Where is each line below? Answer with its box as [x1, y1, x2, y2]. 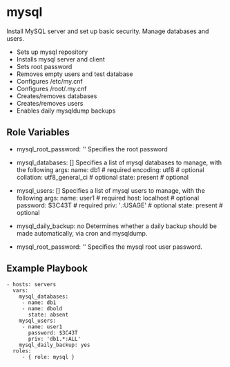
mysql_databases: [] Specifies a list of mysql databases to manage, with [16, 158, 222, 167]
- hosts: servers [6, 281, 57, 288]
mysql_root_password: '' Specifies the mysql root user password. [16, 243, 203, 251]
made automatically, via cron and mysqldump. [16, 229, 148, 237]
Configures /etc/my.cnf [16, 77, 84, 85]
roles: [12, 347, 32, 355]
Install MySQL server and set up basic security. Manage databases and [6, 27, 209, 35]
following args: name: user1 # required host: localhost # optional [16, 194, 200, 202]
